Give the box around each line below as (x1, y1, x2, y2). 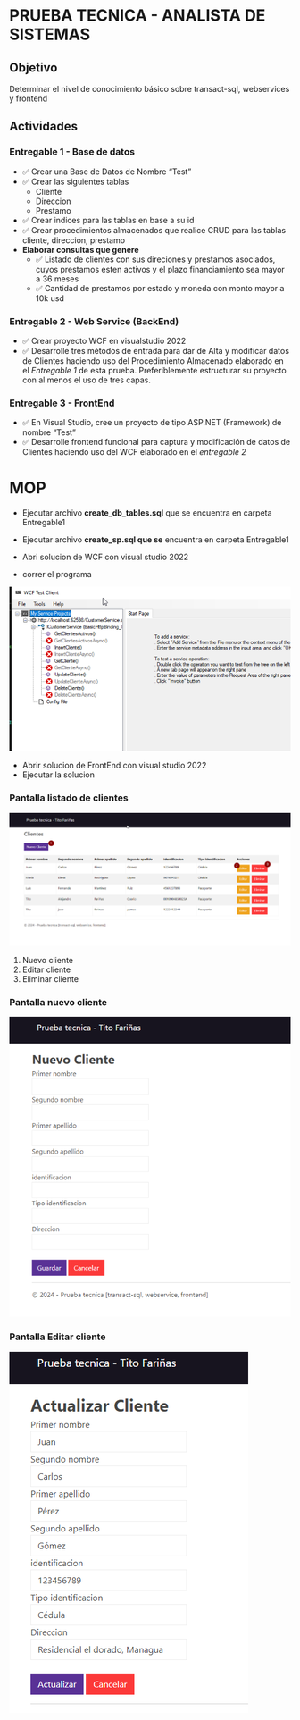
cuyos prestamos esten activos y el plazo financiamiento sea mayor (35, 264, 286, 274)
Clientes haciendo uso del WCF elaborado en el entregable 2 (21, 447, 247, 457)
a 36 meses (35, 273, 79, 284)
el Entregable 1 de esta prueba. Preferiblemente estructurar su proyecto (21, 365, 287, 375)
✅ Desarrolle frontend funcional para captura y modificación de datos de (21, 437, 291, 448)
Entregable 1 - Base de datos (9, 146, 136, 158)
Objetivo (9, 60, 58, 75)
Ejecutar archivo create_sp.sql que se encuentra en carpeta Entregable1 (21, 534, 289, 545)
